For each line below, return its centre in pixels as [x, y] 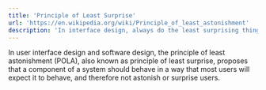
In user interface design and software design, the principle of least [117, 53]
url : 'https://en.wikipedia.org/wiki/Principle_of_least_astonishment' [129, 23]
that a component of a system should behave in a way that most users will [129, 69]
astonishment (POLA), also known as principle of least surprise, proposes [128, 61]
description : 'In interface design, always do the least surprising [123, 30]
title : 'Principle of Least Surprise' [72, 15]
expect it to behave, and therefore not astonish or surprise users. [114, 78]
